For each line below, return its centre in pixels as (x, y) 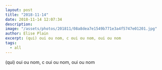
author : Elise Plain (27, 33)
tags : (11, 43)
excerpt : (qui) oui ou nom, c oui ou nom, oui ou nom (63, 39)
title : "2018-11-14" (27, 15)
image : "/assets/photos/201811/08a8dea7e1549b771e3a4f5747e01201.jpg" (81, 29)
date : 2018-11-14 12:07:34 (34, 19)
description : (19, 24)
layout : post (19, 10)
